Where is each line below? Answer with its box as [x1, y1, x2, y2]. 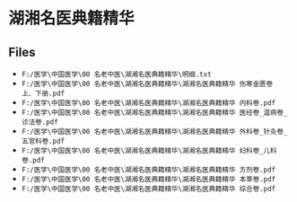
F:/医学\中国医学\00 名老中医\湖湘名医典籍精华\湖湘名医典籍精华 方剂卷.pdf [21, 165, 276, 174]
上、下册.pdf [21, 89, 65, 98]
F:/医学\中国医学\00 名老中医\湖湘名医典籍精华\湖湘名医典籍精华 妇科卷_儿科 [21, 146, 277, 155]
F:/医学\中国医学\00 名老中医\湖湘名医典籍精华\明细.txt [21, 70, 212, 79]
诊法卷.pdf [21, 118, 59, 127]
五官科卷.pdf [21, 136, 65, 145]
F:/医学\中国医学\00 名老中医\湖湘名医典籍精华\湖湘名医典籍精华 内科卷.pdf [21, 99, 276, 108]
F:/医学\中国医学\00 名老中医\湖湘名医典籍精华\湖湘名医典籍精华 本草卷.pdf [21, 175, 276, 184]
